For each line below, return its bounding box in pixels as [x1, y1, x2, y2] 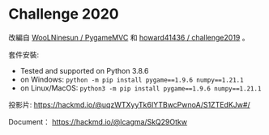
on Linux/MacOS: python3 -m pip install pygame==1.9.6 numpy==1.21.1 [19, 82, 262, 93]
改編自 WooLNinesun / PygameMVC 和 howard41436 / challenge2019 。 [8, 32, 250, 42]
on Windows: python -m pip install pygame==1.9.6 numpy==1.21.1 [19, 74, 245, 84]
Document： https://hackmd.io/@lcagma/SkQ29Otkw [8, 116, 188, 126]
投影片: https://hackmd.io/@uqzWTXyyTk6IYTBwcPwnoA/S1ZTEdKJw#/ [8, 99, 250, 109]
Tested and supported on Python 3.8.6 [19, 65, 149, 75]
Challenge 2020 [8, 5, 119, 23]
